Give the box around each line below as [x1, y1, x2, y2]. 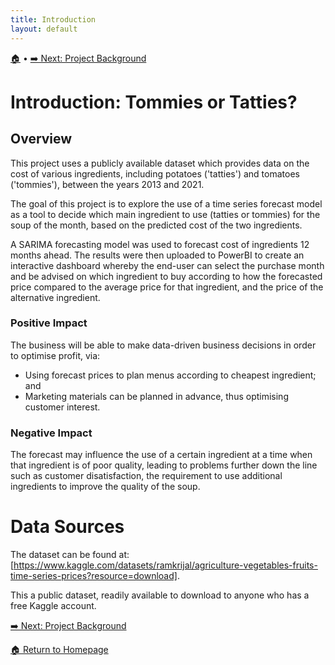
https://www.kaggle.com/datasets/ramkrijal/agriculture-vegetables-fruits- [13, 559, 318, 571]
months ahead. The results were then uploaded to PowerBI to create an [10, 249, 305, 261]
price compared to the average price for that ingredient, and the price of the [10, 281, 324, 293]
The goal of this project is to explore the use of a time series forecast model [10, 197, 323, 210]
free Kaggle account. [10, 600, 97, 612]
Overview [10, 131, 73, 148]
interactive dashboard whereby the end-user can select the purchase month [10, 259, 325, 271]
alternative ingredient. [10, 291, 101, 303]
